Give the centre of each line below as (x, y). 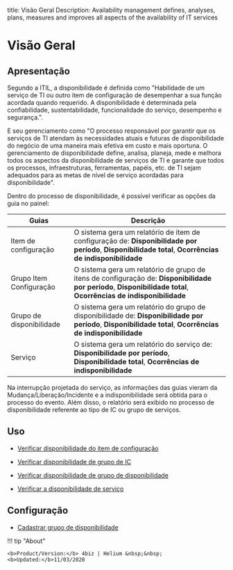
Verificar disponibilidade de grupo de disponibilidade (93, 475)
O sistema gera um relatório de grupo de (140, 269)
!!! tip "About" (26, 541)
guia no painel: (28, 203)
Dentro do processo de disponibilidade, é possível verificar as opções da (112, 196)
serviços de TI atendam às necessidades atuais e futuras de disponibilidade (115, 138)
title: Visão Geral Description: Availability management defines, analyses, (111, 10)
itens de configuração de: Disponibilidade (143, 278)
